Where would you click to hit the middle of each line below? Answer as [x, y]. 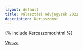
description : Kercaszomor [32, 19]
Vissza [12, 43]
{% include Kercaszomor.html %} [39, 33]
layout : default [22, 10]
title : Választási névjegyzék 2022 [42, 14]
